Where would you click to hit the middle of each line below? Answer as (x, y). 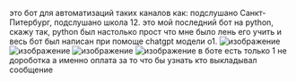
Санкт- (253, 13)
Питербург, (30, 22)
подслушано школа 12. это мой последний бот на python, (163, 22)
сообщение (31, 70)
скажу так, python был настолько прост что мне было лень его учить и (146, 32)
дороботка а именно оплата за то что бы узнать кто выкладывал (133, 60)
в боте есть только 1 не (242, 51)
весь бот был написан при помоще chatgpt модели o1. (113, 41)
